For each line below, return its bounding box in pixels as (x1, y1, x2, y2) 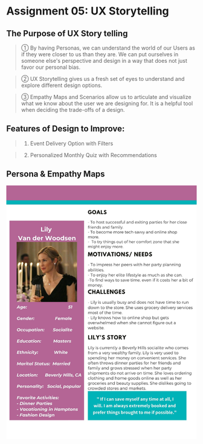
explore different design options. (21, 82, 103, 89)
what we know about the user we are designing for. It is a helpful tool (21, 100, 193, 107)
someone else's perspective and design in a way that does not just (21, 57, 187, 64)
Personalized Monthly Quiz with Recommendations (30, 151, 157, 158)
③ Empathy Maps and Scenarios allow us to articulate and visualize (21, 94, 192, 100)
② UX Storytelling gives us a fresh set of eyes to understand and (21, 76, 185, 82)
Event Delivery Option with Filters (30, 140, 114, 147)
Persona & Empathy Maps (6, 169, 105, 179)
